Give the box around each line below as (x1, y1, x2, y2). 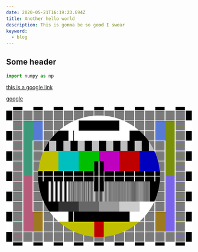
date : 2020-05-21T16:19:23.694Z (6, 9, 85, 15)
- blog (11, 34, 28, 41)
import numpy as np (6, 73, 54, 79)
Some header (6, 56, 57, 67)
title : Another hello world (6, 15, 75, 22)
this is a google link (6, 83, 53, 90)
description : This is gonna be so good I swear (6, 22, 126, 28)
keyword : (6, 28, 28, 34)
